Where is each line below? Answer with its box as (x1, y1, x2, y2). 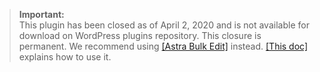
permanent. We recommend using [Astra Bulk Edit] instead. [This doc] (18, 40, 309, 52)
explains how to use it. (18, 51, 112, 63)
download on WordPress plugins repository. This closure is (18, 30, 262, 41)
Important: (18, 9, 65, 20)
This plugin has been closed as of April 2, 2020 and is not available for (18, 19, 310, 31)
